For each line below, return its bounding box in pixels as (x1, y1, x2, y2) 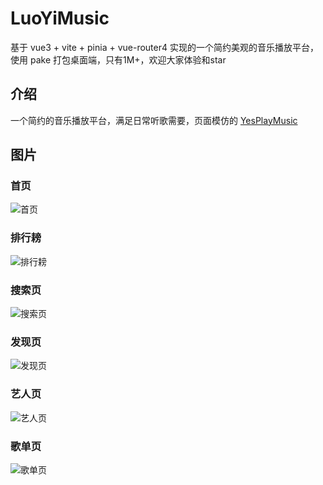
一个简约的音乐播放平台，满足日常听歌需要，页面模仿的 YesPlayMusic (10, 114, 298, 126)
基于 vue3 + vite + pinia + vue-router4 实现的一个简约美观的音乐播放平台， (10, 41, 319, 53)
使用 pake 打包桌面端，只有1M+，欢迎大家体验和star (10, 53, 227, 66)
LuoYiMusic (10, 7, 110, 30)
